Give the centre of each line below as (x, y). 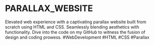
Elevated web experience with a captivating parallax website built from (76, 22)
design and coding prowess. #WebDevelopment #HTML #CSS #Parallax (77, 37)
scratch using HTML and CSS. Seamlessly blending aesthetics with (72, 27)
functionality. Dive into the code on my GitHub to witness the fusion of (75, 32)
